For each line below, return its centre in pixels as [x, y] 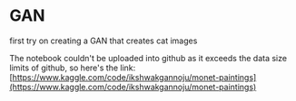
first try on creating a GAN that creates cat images [104, 41]
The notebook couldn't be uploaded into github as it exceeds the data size [148, 58]
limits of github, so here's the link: [73, 68]
